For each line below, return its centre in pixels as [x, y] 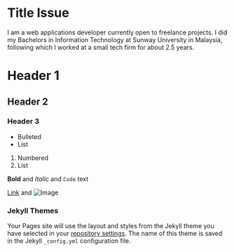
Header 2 [28, 101]
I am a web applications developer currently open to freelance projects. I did [117, 32]
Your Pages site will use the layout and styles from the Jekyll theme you [111, 226]
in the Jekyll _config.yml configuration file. [69, 241]
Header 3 [23, 121]
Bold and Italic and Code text [48, 179]
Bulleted [29, 137]
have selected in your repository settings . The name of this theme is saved [115, 234]
